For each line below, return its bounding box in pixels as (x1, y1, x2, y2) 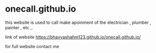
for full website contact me (5, 43, 59, 49)
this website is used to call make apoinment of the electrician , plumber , (5, 19, 152, 25)
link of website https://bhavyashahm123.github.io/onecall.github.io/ (5, 34, 141, 40)
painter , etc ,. (5, 24, 33, 30)
